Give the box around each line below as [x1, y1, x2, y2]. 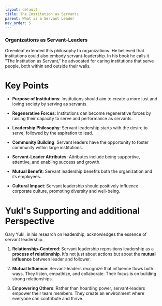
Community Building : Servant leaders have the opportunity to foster [12, 139, 149, 145]
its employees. [12, 174, 41, 180]
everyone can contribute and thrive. [12, 296, 84, 302]
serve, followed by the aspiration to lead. [12, 130, 93, 136]
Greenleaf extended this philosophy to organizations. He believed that [5, 47, 144, 53]
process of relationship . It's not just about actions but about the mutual [12, 251, 156, 257]
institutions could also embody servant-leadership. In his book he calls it [5, 53, 149, 59]
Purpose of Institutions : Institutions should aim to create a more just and [12, 96, 158, 102]
